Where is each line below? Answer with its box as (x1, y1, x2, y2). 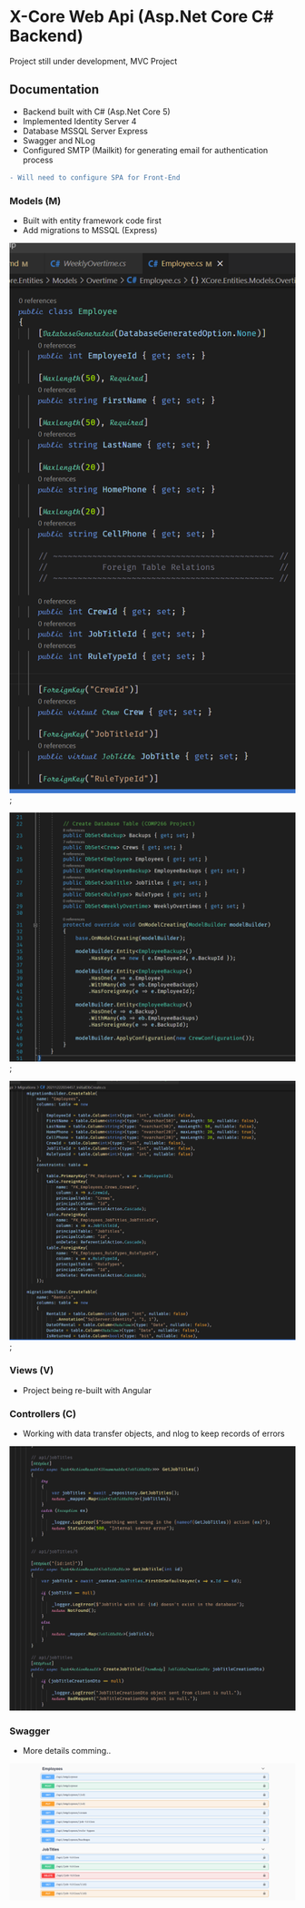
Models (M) (9, 194, 62, 207)
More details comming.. (22, 1746, 112, 1756)
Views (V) (9, 1364, 54, 1377)
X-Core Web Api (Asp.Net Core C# (9, 6, 274, 27)
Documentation (9, 82, 100, 97)
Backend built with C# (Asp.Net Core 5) (22, 106, 171, 117)
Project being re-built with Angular (22, 1384, 152, 1395)
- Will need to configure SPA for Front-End (9, 172, 181, 182)
